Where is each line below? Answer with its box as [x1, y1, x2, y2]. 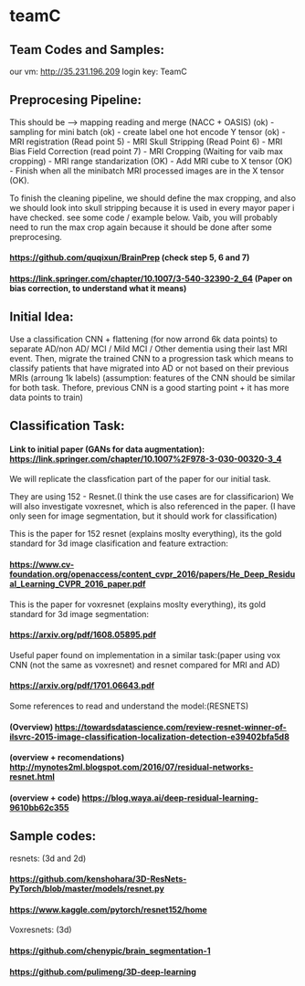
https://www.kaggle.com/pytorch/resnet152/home [9, 904, 207, 915]
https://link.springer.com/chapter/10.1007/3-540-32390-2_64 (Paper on [9, 273, 293, 284]
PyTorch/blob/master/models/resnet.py [9, 883, 164, 895]
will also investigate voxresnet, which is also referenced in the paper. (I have [9, 501, 297, 512]
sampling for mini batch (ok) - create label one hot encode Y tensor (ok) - [9, 126, 286, 137]
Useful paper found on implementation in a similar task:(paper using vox [9, 649, 281, 660]
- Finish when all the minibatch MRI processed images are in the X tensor [9, 165, 285, 176]
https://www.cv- [9, 559, 75, 570]
